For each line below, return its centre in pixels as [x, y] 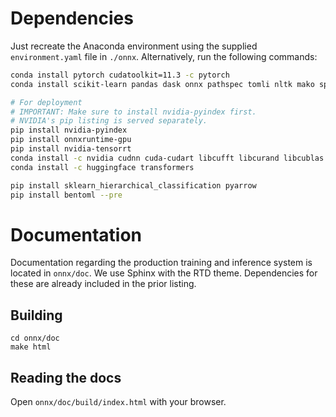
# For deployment [46, 102]
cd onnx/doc [35, 338]
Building [36, 315]
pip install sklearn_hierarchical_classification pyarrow [133, 185]
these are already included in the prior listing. [103, 284]
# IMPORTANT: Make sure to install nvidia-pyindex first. [133, 112]
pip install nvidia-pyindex [69, 130]
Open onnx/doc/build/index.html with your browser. [118, 401]
